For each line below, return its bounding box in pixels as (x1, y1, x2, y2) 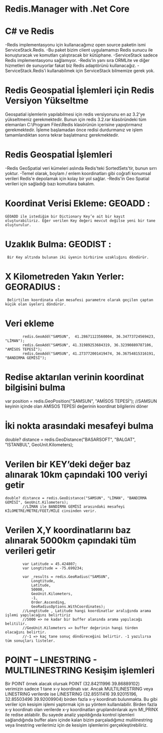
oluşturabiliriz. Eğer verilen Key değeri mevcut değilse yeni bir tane (5, 218, 156, 223)
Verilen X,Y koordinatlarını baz (5, 524, 131, 535)
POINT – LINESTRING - (5, 654, 97, 665)
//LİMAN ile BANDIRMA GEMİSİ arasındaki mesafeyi (22, 504, 125, 509)
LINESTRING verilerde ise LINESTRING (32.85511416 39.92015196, (5, 691, 138, 697)
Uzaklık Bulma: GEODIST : (5, 239, 111, 250)
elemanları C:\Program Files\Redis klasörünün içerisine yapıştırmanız (5, 122, 143, 128)
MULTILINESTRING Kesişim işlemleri (5, 665, 155, 676)
